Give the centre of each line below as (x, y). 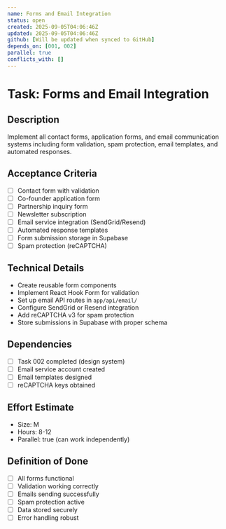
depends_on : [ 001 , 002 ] (42, 46)
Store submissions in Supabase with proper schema (92, 322)
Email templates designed (55, 377)
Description (33, 120)
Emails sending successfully (58, 494)
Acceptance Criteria (52, 173)
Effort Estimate (41, 407)
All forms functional (46, 478)
